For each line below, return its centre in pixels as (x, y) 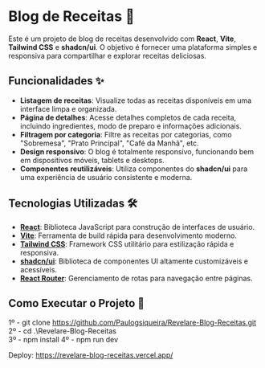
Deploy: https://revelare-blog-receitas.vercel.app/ (91, 355)
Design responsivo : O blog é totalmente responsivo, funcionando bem (137, 151)
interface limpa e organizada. (68, 108)
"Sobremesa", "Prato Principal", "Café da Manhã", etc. (109, 143)
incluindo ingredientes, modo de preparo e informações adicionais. (131, 126)
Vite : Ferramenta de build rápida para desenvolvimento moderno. (128, 235)
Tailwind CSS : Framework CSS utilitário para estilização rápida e (127, 243)
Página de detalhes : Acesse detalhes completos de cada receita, (128, 117)
